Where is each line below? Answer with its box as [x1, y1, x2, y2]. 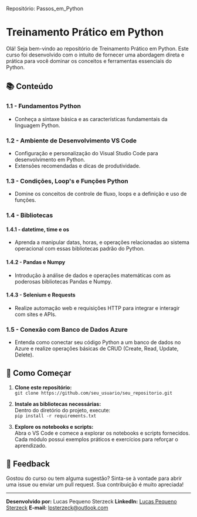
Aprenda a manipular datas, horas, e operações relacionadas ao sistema [14, 239, 189, 246]
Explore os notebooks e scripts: [14, 423, 94, 430]
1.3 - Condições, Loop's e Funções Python [6, 176, 128, 185]
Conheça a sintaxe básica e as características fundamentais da [14, 115, 168, 122]
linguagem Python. [14, 122, 60, 129]
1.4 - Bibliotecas [6, 211, 53, 219]
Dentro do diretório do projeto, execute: [14, 406, 110, 413]
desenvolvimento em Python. [14, 156, 86, 163]
